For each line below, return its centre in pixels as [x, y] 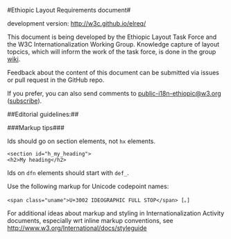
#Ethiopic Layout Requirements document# [69, 10]
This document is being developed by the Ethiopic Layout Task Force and [112, 37]
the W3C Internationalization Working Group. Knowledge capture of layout [113, 44]
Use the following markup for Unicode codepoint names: [88, 186]
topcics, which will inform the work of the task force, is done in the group [112, 52]
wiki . [14, 59]
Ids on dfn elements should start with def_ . [68, 173]
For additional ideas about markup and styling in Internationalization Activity [116, 213]
